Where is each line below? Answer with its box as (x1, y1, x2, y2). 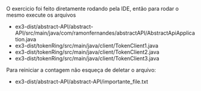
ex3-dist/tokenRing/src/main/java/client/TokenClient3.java (14, 55, 159, 62)
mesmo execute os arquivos (6, 11, 76, 19)
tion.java (14, 36, 37, 43)
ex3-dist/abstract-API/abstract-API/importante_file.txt (14, 78, 149, 85)
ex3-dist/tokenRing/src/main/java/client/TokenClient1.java (14, 42, 158, 49)
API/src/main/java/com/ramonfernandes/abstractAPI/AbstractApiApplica (14, 29, 196, 37)
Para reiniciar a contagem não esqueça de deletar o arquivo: (6, 66, 156, 74)
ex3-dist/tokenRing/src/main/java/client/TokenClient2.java (14, 48, 159, 56)
